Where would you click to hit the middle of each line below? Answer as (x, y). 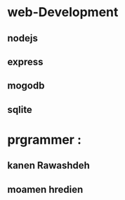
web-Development (63, 12)
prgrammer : (45, 139)
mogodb (26, 86)
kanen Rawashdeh (48, 166)
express (25, 61)
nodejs (23, 38)
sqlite (20, 109)
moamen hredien (45, 189)
